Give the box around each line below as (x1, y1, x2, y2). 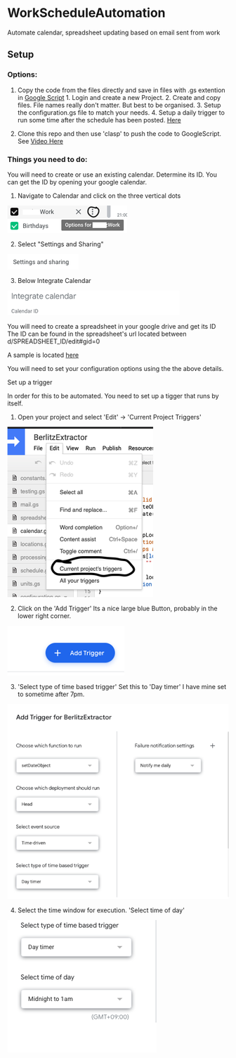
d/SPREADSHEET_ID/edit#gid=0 (7, 336, 100, 346)
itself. (7, 399, 23, 408)
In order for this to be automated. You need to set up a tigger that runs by (7, 391, 219, 400)
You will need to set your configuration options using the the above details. (7, 364, 224, 372)
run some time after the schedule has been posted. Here (17, 115, 181, 124)
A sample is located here (7, 351, 79, 359)
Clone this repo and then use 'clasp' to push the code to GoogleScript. (17, 129, 221, 138)
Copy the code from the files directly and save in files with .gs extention (17, 86, 226, 94)
